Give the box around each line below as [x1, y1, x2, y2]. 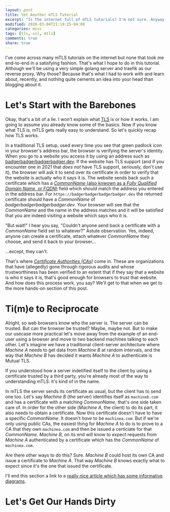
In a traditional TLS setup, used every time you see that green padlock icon [5, 142, 162, 148]
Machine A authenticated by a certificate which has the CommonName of [5, 437, 159, 443]
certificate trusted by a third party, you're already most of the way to [5, 373, 149, 379]
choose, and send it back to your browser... [5, 238, 96, 245]
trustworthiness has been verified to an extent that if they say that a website [5, 269, 164, 275]
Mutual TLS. [5, 357, 30, 364]
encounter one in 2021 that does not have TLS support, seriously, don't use [5, 164, 163, 170]
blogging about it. [5, 81, 42, 87]
